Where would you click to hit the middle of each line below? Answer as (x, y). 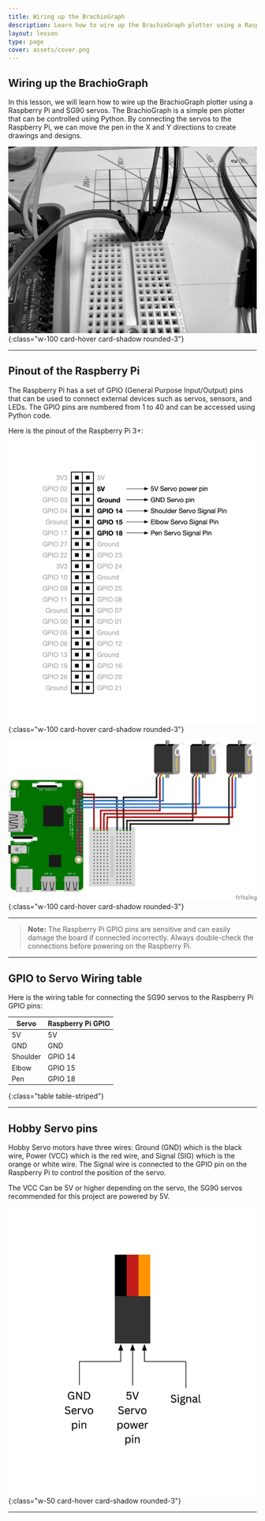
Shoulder (26, 1057)
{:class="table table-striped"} (56, 1096)
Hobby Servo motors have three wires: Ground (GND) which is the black (125, 1147)
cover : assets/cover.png (49, 50)
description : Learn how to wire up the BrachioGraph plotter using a (125, 25)
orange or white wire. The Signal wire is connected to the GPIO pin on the (127, 1164)
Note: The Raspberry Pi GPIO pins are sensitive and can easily (129, 929)
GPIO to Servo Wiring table (75, 978)
